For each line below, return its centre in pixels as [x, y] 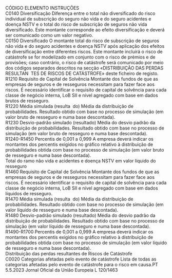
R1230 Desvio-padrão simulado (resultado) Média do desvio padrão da [80, 123]
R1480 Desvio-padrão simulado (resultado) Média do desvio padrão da [80, 215]
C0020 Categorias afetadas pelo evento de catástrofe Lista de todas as [81, 259]
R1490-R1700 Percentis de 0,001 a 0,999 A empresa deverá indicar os [79, 232]
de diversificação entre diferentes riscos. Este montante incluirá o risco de [84, 52]
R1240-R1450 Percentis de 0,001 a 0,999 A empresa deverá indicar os [80, 139]
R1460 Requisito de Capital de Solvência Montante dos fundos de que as [82, 172]
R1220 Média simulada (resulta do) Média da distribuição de [69, 106]
